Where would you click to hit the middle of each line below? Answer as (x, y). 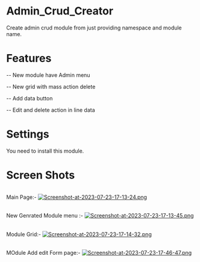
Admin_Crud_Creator (60, 11)
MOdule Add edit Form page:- (43, 253)
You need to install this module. (45, 151)
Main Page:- (22, 197)
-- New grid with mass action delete (51, 87)
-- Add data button (30, 98)
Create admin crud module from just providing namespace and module (94, 28)
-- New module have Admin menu (48, 75)
